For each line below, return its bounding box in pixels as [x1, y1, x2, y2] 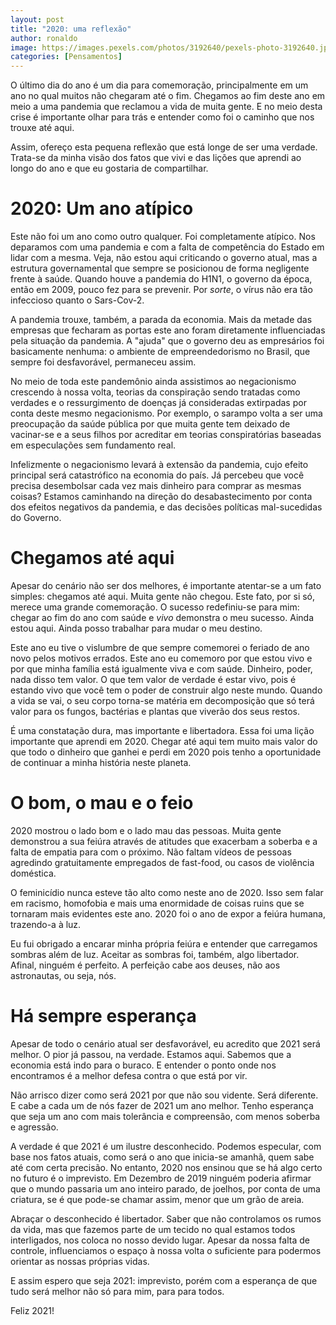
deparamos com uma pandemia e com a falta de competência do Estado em [10, 241, 325, 253]
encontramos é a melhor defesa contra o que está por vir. [10, 1069, 248, 1081]
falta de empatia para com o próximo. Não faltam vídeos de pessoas [10, 846, 292, 858]
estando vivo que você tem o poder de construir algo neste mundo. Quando [10, 684, 323, 696]
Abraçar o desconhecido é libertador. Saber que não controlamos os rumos [10, 1212, 322, 1225]
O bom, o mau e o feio [10, 792, 194, 815]
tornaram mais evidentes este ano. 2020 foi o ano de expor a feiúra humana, [10, 907, 326, 920]
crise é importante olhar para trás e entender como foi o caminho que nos [10, 111, 315, 123]
